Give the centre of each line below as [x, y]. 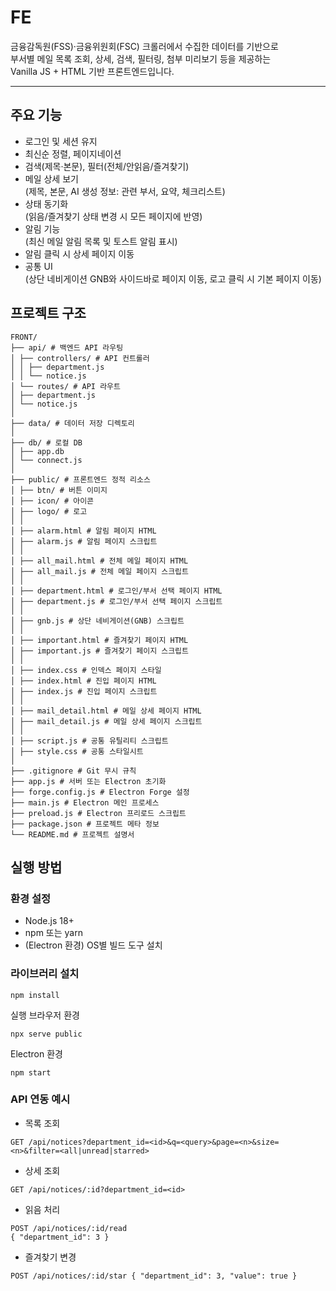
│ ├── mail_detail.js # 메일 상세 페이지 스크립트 [106, 721]
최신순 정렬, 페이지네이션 [73, 153]
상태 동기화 [46, 203]
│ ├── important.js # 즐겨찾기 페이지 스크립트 [99, 651]
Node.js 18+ [49, 921]
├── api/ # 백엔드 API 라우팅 [67, 347]
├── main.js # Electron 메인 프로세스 [85, 802]
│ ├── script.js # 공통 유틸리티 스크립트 [89, 741]
